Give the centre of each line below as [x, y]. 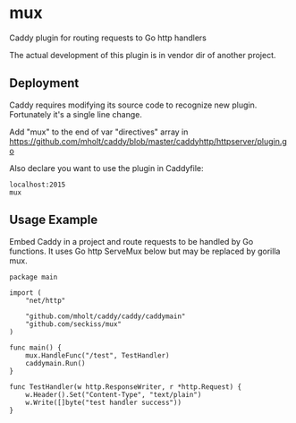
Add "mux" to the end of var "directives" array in [99, 132]
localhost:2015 [38, 185]
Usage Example [54, 220]
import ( [25, 293]
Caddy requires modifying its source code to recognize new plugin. [133, 105]
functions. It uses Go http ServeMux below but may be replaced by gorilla [145, 251]
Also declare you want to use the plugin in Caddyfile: [106, 168]
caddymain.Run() [56, 363]
